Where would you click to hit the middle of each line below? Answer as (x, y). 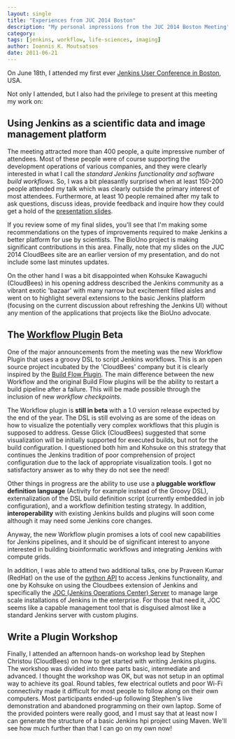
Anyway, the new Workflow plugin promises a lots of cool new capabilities (114, 534)
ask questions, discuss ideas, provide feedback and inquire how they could (116, 204)
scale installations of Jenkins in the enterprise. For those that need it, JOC (114, 600)
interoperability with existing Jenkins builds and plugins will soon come (111, 513)
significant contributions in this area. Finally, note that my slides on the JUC (116, 247)
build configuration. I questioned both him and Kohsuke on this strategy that (116, 447)
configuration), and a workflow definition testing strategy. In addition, (107, 505)
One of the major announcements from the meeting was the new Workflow (115, 352)
